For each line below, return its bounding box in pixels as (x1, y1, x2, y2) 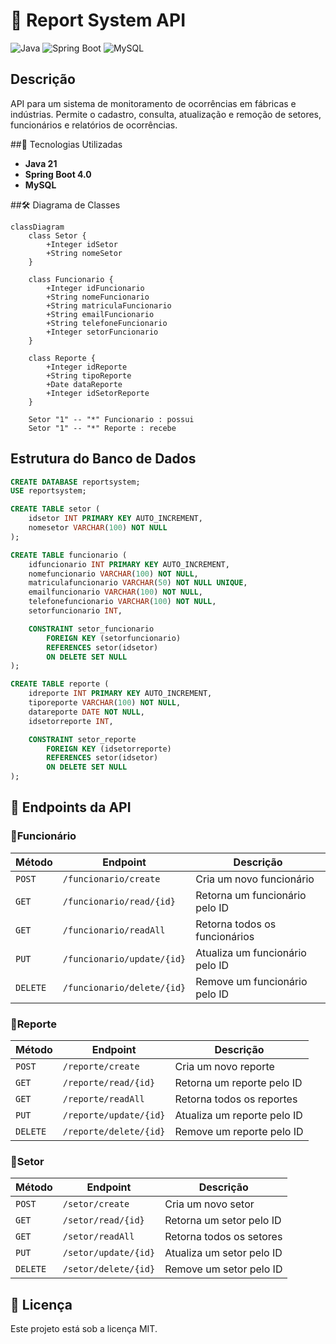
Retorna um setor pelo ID (164, 1214, 282, 1228)
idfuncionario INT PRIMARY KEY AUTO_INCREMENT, (28, 559, 230, 569)
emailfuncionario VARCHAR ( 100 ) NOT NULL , (28, 587, 203, 598)
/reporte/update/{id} (62, 1110, 166, 1121)
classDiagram (10, 222, 65, 232)
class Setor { (28, 230, 87, 241)
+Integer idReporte (46, 362, 128, 372)
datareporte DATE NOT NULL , (28, 707, 145, 717)
